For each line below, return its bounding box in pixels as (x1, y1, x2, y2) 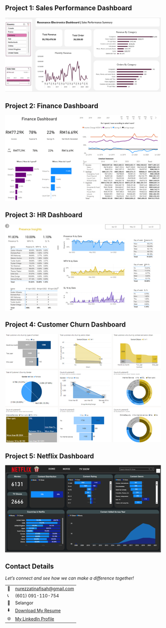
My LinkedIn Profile (15, 616, 54, 622)
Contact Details (5, 562, 54, 570)
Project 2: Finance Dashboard (5, 101, 99, 110)
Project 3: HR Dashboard (5, 210, 83, 219)
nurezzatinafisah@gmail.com (15, 586, 74, 592)
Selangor (15, 600, 34, 606)
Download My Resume (15, 608, 61, 614)
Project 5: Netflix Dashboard (5, 452, 94, 461)
